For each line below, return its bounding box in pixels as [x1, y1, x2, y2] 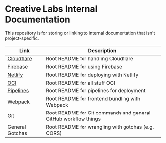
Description [88, 47, 117, 54]
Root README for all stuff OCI [46, 79, 115, 86]
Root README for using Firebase [46, 63, 123, 70]
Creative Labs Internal [5, 3, 98, 15]
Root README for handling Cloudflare [46, 55, 133, 62]
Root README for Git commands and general [46, 109, 151, 116]
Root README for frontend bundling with [46, 95, 141, 102]
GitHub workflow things [46, 115, 101, 122]
